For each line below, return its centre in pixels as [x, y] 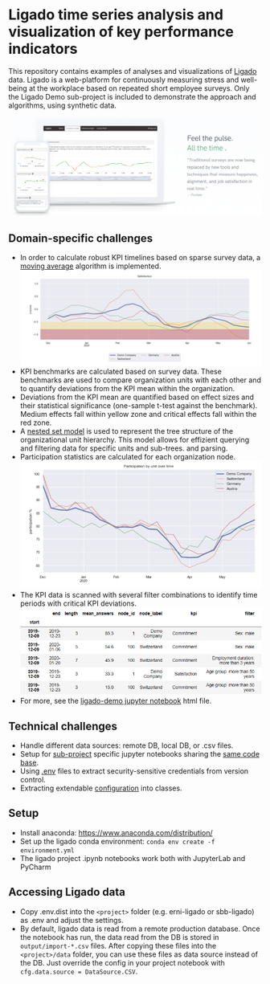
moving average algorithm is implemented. [90, 266]
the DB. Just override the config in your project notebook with [122, 962]
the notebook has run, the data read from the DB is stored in [119, 937]
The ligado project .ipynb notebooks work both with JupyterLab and [133, 858]
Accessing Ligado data [67, 892]
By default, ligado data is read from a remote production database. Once [140, 929]
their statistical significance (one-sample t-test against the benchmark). [139, 405]
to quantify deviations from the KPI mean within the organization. [127, 388]
